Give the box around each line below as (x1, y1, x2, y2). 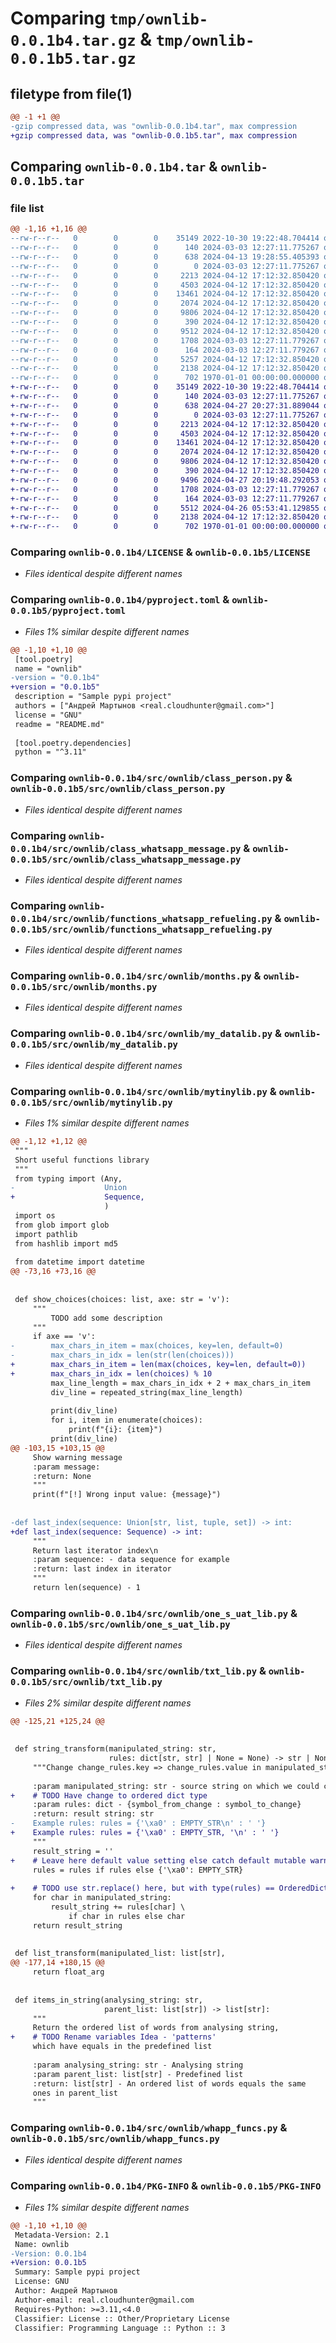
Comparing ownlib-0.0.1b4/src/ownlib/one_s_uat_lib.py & (10, 1606, 298, 1620)
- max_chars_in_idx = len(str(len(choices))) (10, 1350, 235, 1361)
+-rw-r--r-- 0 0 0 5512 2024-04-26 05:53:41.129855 (10, 503, 320, 513)
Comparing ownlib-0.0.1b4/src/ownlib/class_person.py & (10, 771, 293, 785)
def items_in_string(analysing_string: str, (14, 1995, 203, 2005)
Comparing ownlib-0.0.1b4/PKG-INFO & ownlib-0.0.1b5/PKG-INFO (10, 2178, 322, 2192)
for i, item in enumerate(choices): (50, 1415, 203, 1426)
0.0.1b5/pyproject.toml (10, 605, 127, 617)
